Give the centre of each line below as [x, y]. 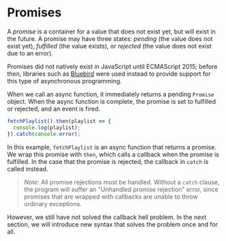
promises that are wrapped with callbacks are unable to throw [111, 197]
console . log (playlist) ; [47, 128]
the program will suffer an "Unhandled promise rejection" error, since [121, 189]
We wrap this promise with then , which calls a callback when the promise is [113, 154]
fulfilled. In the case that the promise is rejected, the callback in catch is [108, 161]
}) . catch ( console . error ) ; [44, 134]
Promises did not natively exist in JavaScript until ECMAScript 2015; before [112, 66]
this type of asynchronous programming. [65, 81]
